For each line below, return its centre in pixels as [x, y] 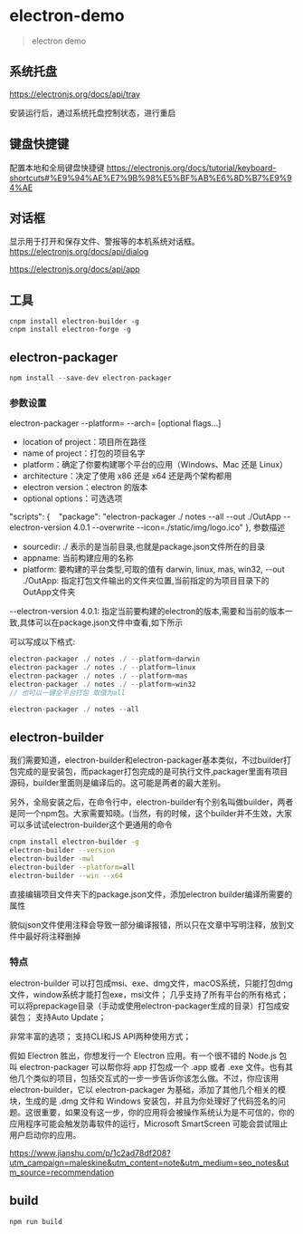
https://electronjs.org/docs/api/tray [75, 94]
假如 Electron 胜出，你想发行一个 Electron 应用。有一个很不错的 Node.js [143, 1056]
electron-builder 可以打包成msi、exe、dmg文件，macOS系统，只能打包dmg [151, 983]
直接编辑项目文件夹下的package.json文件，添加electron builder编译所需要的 [151, 894]
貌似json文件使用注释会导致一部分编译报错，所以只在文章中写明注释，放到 [148, 924]
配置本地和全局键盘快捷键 [57, 168]
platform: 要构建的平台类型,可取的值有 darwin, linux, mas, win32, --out [153, 569]
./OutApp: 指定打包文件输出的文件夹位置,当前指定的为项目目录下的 [146, 581]
